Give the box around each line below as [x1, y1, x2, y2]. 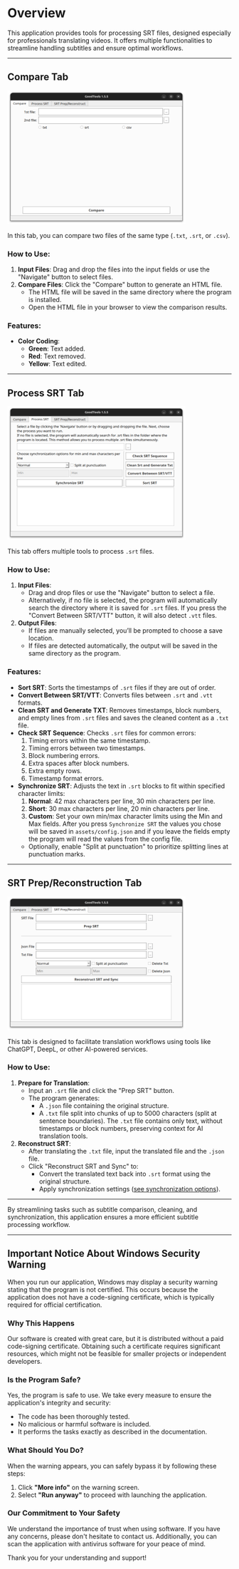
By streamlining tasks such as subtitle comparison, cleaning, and [7, 1205, 198, 1213]
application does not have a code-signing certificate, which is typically [7, 1293, 215, 1301]
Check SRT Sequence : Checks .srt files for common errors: [17, 728, 196, 737]
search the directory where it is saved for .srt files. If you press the [28, 604, 227, 612]
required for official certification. [7, 1300, 102, 1309]
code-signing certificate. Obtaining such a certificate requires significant [7, 1342, 221, 1350]
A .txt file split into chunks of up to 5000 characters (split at [38, 1109, 217, 1117]
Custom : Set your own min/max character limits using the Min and [28, 812, 223, 820]
